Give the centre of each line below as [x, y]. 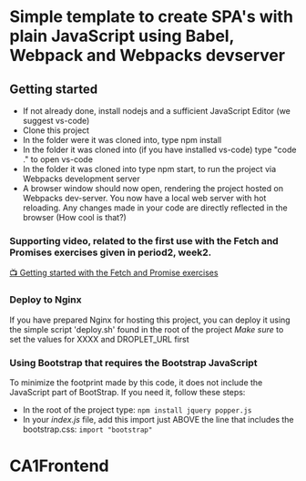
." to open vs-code [58, 159]
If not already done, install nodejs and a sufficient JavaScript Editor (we [157, 111]
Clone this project [56, 130]
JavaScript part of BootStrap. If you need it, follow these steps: [127, 392]
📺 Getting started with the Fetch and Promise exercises [114, 273]
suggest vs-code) [56, 121]
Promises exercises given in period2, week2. [111, 252]
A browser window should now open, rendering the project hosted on [153, 188]
